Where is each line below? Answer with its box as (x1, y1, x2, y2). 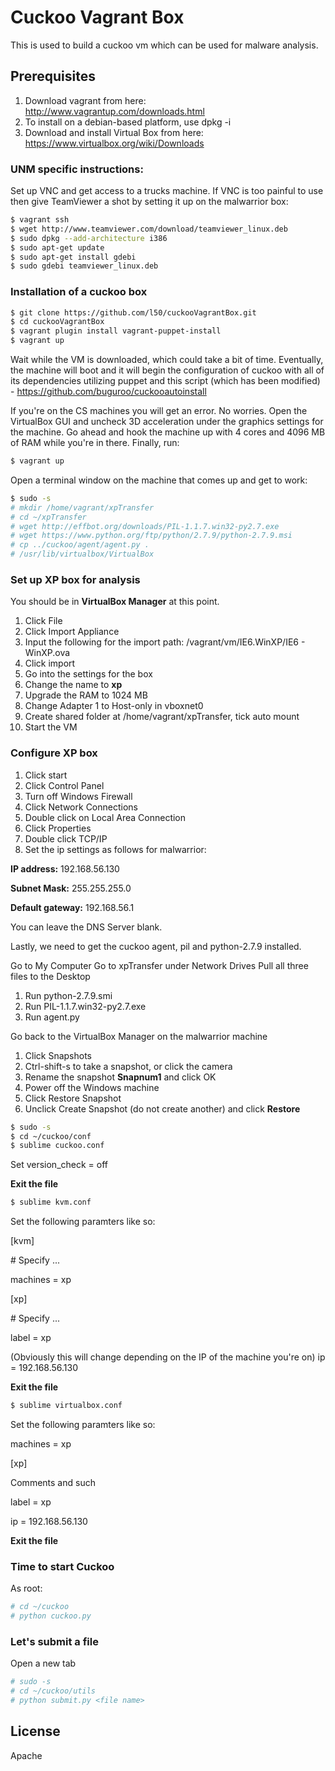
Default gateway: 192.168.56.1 (10, 901, 135, 913)
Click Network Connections (24, 801, 138, 813)
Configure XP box (10, 746, 98, 760)
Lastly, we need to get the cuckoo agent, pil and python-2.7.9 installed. (10, 940, 302, 952)
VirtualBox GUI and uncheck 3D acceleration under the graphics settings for (10, 416, 324, 428)
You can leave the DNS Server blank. (10, 921, 163, 933)
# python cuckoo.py (10, 1611, 92, 1621)
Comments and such (10, 1477, 96, 1489)
